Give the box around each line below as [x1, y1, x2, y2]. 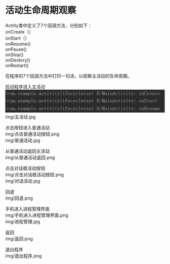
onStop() [5, 51, 24, 57]
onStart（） [5, 35, 30, 41]
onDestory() [5, 57, 30, 63]
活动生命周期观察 [5, 5, 77, 16]
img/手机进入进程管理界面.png [5, 212, 68, 218]
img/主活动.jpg [5, 114, 36, 120]
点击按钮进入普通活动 [5, 125, 50, 131]
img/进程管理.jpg [5, 219, 40, 225]
